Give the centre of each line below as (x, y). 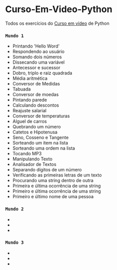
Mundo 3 (15, 243)
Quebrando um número (37, 127)
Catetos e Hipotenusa (35, 132)
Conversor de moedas (35, 95)
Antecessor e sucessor (36, 68)
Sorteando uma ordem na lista (44, 148)
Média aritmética (30, 78)
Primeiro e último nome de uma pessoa (53, 197)
